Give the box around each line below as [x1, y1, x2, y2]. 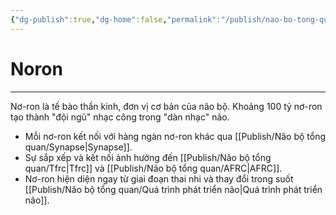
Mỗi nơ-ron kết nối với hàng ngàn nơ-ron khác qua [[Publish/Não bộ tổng [24, 130, 327, 142]
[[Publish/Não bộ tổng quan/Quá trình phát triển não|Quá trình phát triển [24, 183, 323, 195]
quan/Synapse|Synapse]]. [24, 141, 133, 153]
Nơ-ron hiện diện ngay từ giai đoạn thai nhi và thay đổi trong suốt [24, 172, 294, 185]
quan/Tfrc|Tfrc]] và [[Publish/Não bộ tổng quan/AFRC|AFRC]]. [24, 162, 283, 174]
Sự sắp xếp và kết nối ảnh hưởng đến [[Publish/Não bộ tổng [24, 151, 272, 163]
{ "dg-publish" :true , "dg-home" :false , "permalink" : [10, 14, 222, 25]
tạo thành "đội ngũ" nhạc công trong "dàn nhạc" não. [10, 111, 230, 123]
